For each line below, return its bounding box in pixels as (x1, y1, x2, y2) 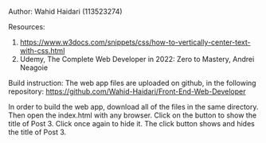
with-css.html (19, 46, 65, 55)
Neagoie (19, 63, 49, 72)
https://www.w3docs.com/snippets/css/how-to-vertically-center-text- (19, 37, 251, 47)
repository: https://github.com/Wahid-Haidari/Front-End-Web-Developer (8, 87, 246, 96)
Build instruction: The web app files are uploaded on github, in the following (8, 79, 256, 87)
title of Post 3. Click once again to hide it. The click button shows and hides (8, 119, 255, 128)
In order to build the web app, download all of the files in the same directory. (8, 102, 259, 111)
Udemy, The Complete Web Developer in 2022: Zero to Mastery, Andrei (19, 55, 255, 64)
